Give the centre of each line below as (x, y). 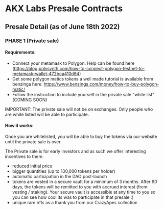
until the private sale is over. (34, 142)
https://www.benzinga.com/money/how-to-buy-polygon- (101, 84)
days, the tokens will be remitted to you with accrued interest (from (80, 186)
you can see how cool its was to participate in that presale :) (73, 197)
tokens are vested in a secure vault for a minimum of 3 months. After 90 (85, 182)
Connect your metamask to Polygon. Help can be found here (73, 63)
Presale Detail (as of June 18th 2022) (62, 27)
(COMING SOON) (30, 100)
